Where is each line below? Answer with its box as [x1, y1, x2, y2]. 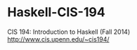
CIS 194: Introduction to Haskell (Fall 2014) [7, 27, 131, 36]
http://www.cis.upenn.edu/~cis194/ [7, 35, 110, 43]
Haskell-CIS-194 [7, 4, 105, 20]
